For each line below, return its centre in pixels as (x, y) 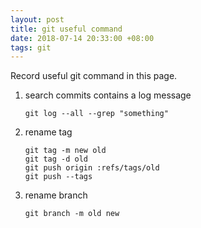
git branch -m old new (72, 214)
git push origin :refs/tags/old (92, 168)
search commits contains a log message (108, 95)
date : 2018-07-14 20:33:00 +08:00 (82, 38)
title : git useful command (66, 29)
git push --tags (58, 177)
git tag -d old (56, 159)
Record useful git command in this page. (94, 76)
